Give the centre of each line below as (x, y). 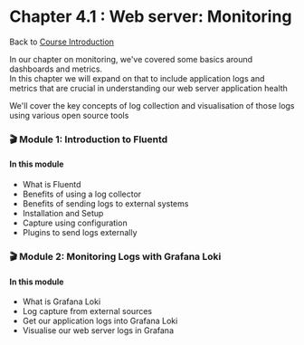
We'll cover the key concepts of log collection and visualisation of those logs (152, 105)
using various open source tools (69, 115)
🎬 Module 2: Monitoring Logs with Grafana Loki (115, 256)
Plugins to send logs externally (80, 233)
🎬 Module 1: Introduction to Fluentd (89, 139)
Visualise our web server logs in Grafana (98, 331)
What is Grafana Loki (62, 302)
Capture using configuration (75, 223)
